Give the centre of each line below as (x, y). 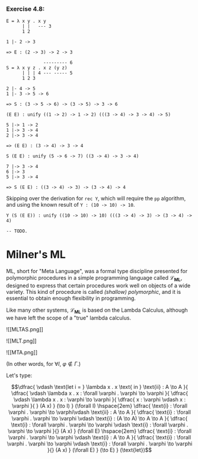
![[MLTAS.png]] (25, 329)
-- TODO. (17, 231)
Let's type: (19, 375)
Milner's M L (36, 255)
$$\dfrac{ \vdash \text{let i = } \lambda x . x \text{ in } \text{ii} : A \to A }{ (100, 387)
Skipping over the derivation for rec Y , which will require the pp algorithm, (96, 198)
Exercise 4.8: (25, 9)
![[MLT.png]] (21, 341)
